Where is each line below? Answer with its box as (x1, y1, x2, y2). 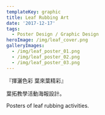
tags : (6, 25, 20, 32)
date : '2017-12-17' (6, 20, 56, 26)
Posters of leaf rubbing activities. (6, 102, 89, 109)
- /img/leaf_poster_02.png (12, 54, 80, 60)
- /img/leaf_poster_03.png (12, 59, 80, 65)
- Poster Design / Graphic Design (12, 31, 99, 38)
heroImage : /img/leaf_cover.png (6, 37, 88, 43)
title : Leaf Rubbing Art (6, 15, 69, 21)
